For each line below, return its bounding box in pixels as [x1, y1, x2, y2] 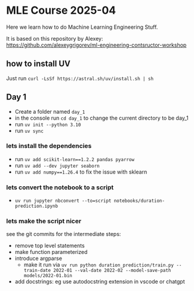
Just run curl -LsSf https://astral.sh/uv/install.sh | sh [6, 74, 154, 81]
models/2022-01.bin [23, 273, 73, 279]
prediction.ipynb [14, 203, 58, 210]
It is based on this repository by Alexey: [6, 35, 103, 42]
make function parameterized [14, 248, 88, 256]
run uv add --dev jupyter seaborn [14, 162, 100, 169]
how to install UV [6, 59, 70, 69]
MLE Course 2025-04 [6, 4, 116, 17]
